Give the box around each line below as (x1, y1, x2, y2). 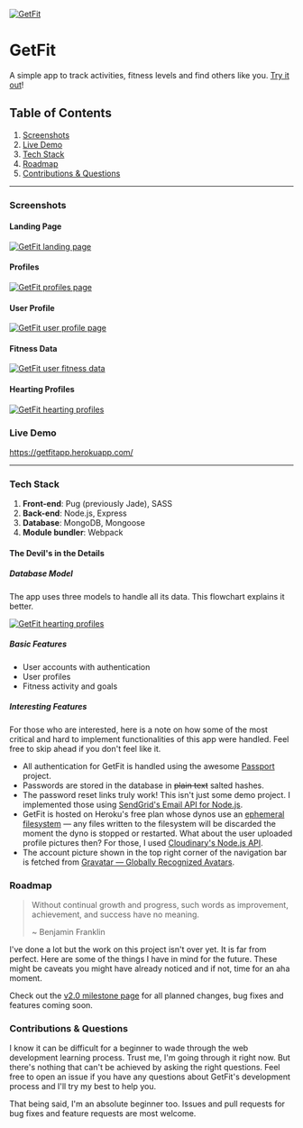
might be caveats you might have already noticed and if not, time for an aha (9, 963, 290, 974)
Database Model (9, 568, 74, 579)
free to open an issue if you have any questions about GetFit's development (9, 1071, 291, 1082)
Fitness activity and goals (22, 681, 118, 692)
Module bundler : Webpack (22, 527, 124, 538)
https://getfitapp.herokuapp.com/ (9, 446, 133, 457)
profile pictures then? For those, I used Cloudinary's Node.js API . (22, 837, 263, 848)
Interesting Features (9, 702, 87, 712)
